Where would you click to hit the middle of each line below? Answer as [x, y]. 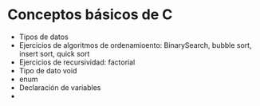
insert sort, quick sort [54, 53]
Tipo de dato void [48, 70]
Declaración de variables [60, 87]
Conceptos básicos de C [90, 15]
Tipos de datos [43, 37]
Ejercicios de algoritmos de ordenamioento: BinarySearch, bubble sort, [135, 45]
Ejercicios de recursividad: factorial [77, 62]
